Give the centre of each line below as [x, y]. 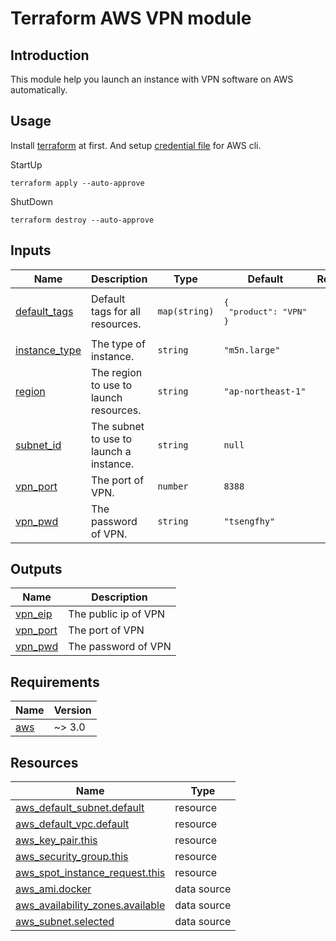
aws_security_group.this [72, 857]
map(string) [186, 311]
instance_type [48, 350]
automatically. [39, 90]
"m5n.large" [252, 350]
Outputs [36, 569]
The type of [118, 344]
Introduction [50, 55]
